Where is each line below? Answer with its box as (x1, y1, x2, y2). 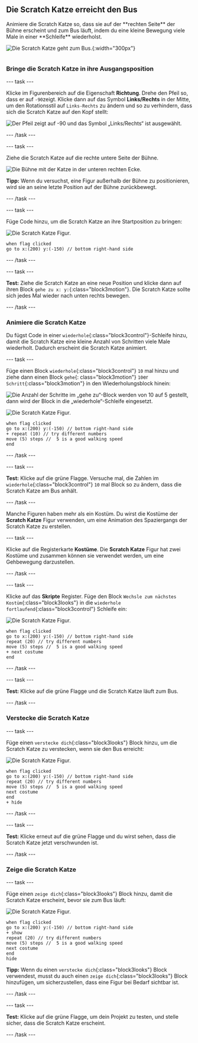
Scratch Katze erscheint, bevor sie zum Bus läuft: (6, 897, 126, 903)
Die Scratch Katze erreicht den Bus (6, 5, 138, 15)
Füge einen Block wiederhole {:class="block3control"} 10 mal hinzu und (6, 367, 179, 375)
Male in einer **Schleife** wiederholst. (6, 33, 102, 40)
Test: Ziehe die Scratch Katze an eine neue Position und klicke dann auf (6, 280, 181, 287)
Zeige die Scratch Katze (6, 865, 77, 874)
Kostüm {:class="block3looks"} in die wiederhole (6, 599, 121, 606)
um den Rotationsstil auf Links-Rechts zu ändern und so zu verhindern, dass (6, 102, 193, 109)
